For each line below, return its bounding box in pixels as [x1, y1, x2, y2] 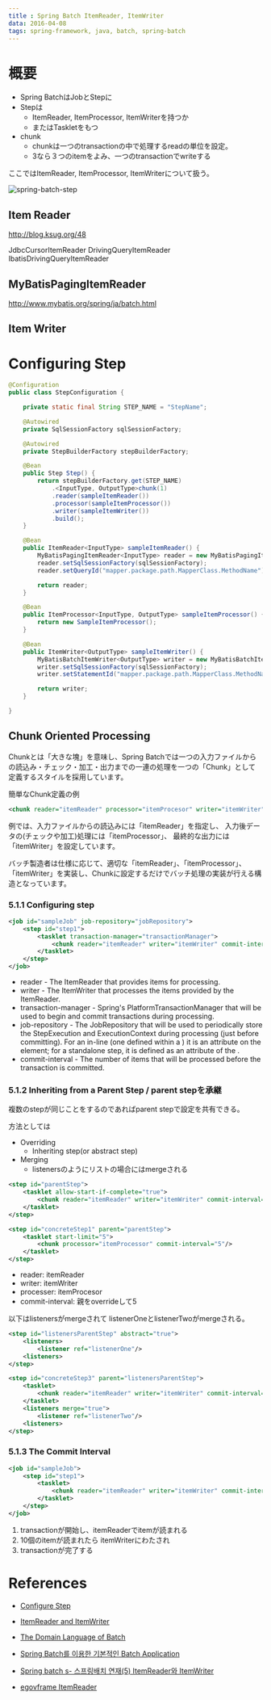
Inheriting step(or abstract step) [31, 1146, 139, 1156]
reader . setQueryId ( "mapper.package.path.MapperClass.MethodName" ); [37, 566, 269, 574]
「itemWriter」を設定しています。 [8, 841, 119, 850]
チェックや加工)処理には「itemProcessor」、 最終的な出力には [25, 831, 230, 841]
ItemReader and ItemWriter [19, 1616, 110, 1626]
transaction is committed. [19, 1063, 105, 1072]
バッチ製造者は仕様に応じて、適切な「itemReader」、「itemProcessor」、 [8, 858, 246, 868]
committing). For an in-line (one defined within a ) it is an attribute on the [19, 1037, 261, 1047]
